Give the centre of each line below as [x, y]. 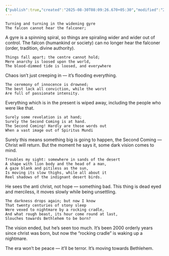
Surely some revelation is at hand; [44, 117]
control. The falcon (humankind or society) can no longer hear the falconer [83, 43]
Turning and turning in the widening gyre [50, 24]
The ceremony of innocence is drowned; [47, 84]
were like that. [20, 108]
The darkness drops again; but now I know [50, 201]
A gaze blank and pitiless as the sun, [47, 168]
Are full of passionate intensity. [43, 93]
